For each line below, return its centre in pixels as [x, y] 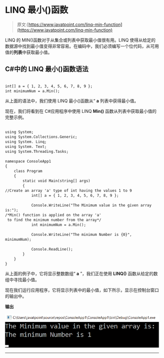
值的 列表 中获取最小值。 [29, 52]
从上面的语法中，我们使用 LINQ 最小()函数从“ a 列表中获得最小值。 [72, 101]
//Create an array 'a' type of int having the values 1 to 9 [69, 190]
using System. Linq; [26, 142]
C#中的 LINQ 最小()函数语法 [47, 69]
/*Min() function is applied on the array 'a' [53, 215]
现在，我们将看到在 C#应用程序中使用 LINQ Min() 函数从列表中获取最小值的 [81, 111]
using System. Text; [26, 147]
